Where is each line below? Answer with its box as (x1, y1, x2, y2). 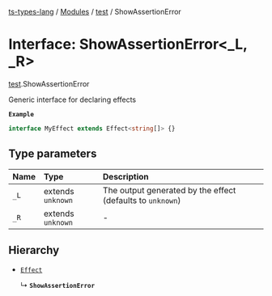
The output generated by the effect (102, 184, 236, 196)
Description (102, 171, 149, 182)
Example (8, 110, 35, 118)
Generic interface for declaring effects (8, 95, 136, 104)
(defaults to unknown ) (102, 194, 181, 205)
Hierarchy (8, 243, 60, 257)
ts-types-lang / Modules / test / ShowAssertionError (8, 7, 182, 16)
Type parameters (8, 147, 97, 161)
